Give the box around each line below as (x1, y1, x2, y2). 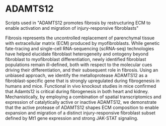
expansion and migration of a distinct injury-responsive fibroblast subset (5, 109, 156, 116)
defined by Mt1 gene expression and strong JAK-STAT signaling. (5, 115, 138, 121)
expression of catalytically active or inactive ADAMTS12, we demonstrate (5, 99, 157, 105)
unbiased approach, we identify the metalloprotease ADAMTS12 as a (5, 72, 147, 78)
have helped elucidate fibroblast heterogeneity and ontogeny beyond (5, 51, 148, 57)
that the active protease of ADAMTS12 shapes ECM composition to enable (5, 104, 159, 110)
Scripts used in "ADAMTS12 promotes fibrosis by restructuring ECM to (5, 20, 151, 26)
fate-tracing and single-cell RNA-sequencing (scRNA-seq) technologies (5, 45, 154, 51)
